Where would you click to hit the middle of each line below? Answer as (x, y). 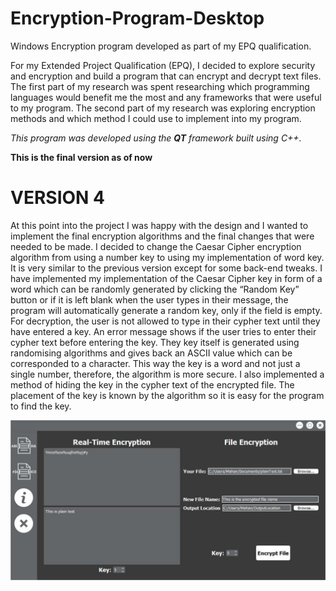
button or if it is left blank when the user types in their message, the (149, 299)
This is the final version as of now (81, 157)
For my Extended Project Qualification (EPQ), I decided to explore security (163, 65)
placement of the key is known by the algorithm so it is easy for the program (167, 395)
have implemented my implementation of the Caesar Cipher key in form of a (166, 278)
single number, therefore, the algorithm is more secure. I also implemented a (167, 374)
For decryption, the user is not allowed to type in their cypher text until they (165, 321)
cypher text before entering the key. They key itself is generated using (155, 342)
